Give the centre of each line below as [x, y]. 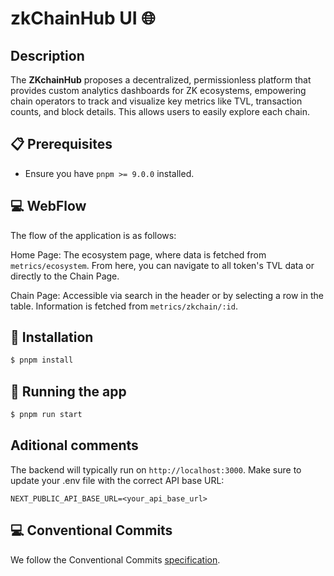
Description [47, 55]
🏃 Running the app [68, 391]
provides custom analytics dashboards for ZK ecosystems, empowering [158, 90]
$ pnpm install [42, 360]
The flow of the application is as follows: [93, 235]
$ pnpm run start [46, 415]
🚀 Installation [52, 337]
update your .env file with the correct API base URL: [117, 480]
